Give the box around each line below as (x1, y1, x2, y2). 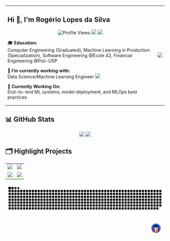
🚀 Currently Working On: (7, 83, 61, 89)
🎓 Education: (7, 39, 37, 46)
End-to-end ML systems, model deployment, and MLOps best (7, 89, 138, 95)
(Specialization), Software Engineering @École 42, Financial (7, 52, 133, 58)
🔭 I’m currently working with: (7, 67, 70, 73)
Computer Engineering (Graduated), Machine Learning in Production (7, 47, 150, 53)
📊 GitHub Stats (5, 115, 55, 124)
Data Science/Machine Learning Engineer (7, 73, 94, 79)
